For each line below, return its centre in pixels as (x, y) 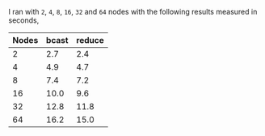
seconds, (24, 20)
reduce (90, 40)
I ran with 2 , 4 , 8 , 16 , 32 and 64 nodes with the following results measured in (133, 12)
